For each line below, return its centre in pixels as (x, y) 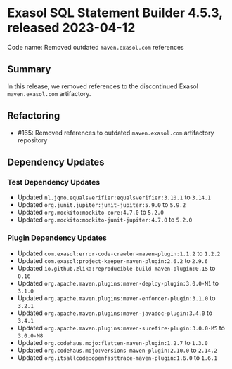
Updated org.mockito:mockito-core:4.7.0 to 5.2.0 (90, 213)
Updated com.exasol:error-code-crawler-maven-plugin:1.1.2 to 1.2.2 (119, 253)
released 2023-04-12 (71, 28)
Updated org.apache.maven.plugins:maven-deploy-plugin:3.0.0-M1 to (118, 283)
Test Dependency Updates (54, 182)
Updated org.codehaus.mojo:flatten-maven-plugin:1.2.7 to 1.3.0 (112, 342)
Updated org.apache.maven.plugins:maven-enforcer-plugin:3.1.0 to (116, 298)
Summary (29, 69)
